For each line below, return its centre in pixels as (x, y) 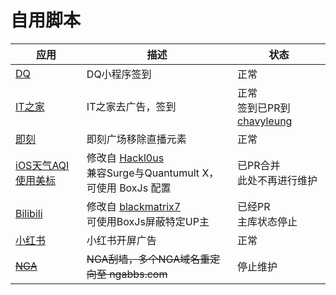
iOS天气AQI (42, 165)
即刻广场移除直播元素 (136, 139)
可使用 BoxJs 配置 (129, 188)
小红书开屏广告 (121, 240)
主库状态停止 (267, 221)
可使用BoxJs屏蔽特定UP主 (148, 221)
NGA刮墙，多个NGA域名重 (148, 259)
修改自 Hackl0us (125, 158)
